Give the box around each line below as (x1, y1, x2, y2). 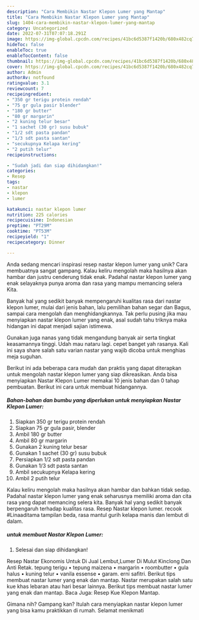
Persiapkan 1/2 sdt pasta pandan (15, 455, 95, 462)
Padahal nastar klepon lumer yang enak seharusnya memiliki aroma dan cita (6, 492, 192, 499)
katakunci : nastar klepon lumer (6, 206, 86, 212)
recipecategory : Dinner (6, 239, 66, 245)
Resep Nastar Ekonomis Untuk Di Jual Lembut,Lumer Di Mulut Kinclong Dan (6, 557, 191, 564)
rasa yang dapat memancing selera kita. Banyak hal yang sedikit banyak (6, 499, 182, 506)
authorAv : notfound (6, 75, 55, 81)
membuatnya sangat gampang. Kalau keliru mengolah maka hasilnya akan (6, 267, 187, 274)
